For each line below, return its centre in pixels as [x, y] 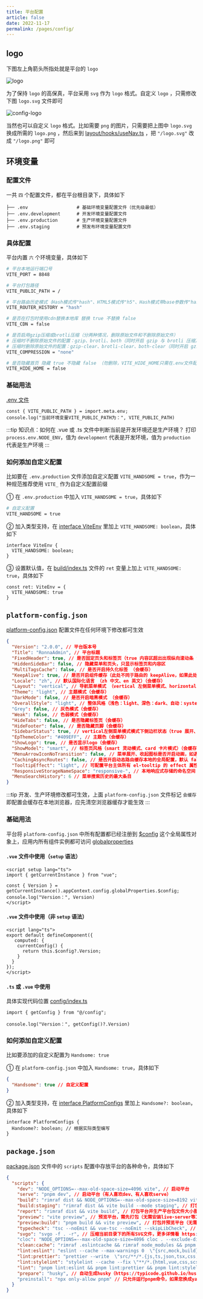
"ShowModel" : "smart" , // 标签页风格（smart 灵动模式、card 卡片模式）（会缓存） [106, 749]
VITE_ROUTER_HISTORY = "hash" [44, 308]
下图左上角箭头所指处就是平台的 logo [52, 69]
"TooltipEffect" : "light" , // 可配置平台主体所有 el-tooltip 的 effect [99, 765]
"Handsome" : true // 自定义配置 [50, 1085]
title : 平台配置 [25, 12]
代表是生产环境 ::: [28, 445]
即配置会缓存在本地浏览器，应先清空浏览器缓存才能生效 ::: [78, 802]
